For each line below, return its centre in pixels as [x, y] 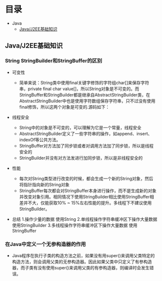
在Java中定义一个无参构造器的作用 [45, 244]
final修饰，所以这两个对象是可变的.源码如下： [64, 107]
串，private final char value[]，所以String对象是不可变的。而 [79, 89]
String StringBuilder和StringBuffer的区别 [54, 61]
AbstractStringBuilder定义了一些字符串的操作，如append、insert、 [86, 133]
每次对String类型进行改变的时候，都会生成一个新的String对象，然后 [86, 178]
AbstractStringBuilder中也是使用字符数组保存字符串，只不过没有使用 [87, 101]
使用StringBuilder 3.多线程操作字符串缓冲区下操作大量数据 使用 [75, 225]
